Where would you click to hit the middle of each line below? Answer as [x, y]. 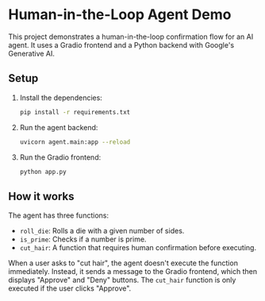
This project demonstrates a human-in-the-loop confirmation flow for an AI [131, 37]
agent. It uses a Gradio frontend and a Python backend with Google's [121, 44]
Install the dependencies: [61, 98]
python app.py [43, 172]
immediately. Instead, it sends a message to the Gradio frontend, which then [133, 272]
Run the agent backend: [59, 127]
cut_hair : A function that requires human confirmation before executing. [138, 248]
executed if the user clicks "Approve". [70, 288]
